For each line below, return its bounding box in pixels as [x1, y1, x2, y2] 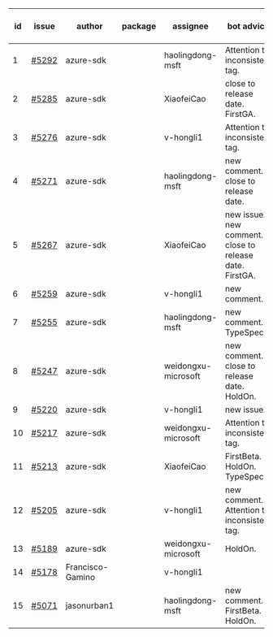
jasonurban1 [65, 600, 115, 611]
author [76, 20, 103, 32]
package [121, 20, 157, 32]
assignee [172, 20, 209, 32]
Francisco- [65, 561, 109, 572]
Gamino [65, 572, 96, 583]
